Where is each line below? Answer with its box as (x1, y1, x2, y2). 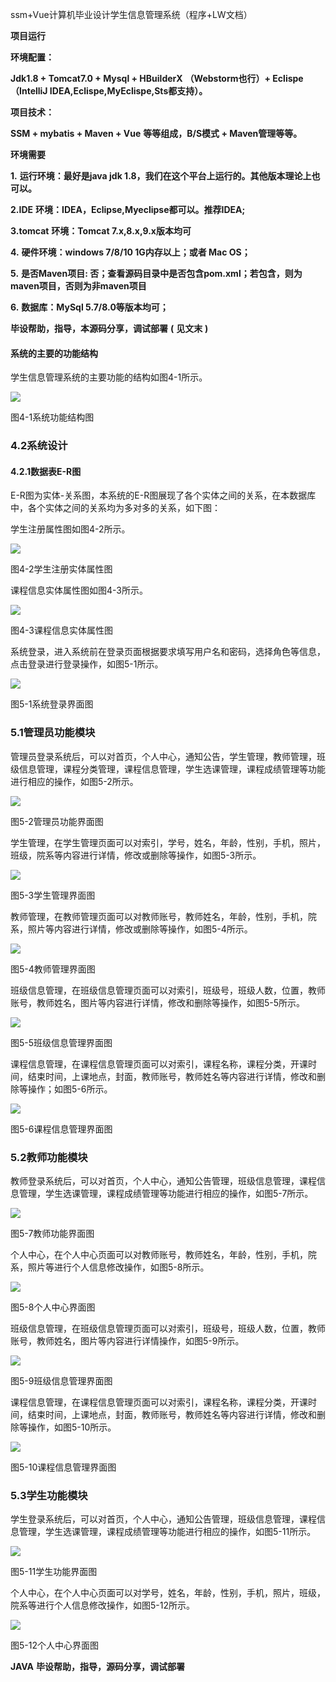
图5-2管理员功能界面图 (10, 815, 104, 827)
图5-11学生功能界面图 (10, 1566, 98, 1578)
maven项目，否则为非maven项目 (10, 280, 147, 292)
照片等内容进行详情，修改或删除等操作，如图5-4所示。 (27, 923, 253, 935)
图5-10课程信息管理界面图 (10, 1461, 117, 1473)
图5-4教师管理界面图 (10, 963, 96, 975)
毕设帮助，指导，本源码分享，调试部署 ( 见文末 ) (10, 323, 209, 334)
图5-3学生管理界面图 (10, 889, 96, 901)
